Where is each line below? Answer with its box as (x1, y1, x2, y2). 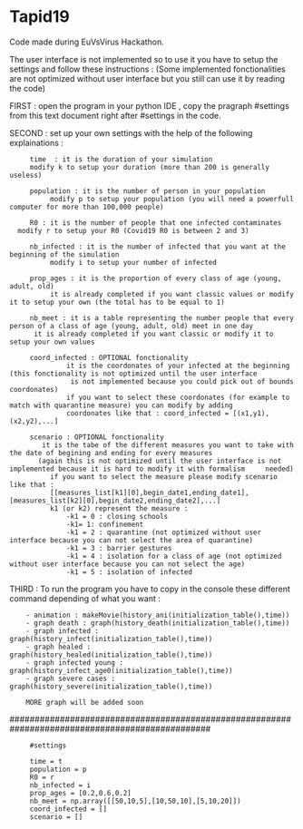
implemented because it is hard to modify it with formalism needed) (9, 464, 295, 473)
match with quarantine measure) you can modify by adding (9, 401, 233, 410)
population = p (29, 765, 88, 774)
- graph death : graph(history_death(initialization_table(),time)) (25, 619, 290, 628)
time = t (29, 756, 64, 766)
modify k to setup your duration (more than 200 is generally (29, 162, 270, 171)
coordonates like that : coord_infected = (66, 408, 230, 418)
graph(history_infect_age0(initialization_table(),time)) (9, 666, 233, 675)
